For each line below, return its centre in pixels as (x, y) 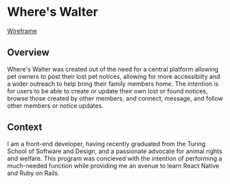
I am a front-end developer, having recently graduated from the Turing (106, 143)
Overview (28, 53)
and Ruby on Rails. (33, 173)
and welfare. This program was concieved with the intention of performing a (115, 158)
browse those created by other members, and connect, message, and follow (115, 98)
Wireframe (22, 31)
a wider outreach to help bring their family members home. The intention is (113, 84)
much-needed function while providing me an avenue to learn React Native (113, 165)
